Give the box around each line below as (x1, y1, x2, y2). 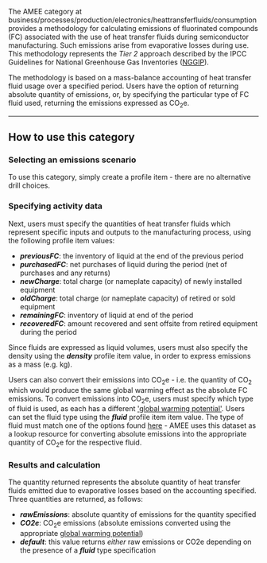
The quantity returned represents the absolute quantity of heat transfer (8, 477, 241, 487)
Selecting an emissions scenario (8, 154, 137, 165)
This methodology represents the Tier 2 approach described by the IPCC (8, 49, 247, 58)
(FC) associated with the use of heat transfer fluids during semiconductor (8, 32, 249, 41)
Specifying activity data (8, 200, 103, 212)
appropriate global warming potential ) (19, 529, 144, 538)
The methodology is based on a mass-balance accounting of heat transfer (8, 73, 252, 82)
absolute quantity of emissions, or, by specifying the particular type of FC (8, 90, 250, 99)
